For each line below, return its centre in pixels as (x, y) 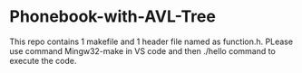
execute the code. (43, 60)
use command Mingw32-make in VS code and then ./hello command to (143, 50)
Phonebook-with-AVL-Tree (112, 17)
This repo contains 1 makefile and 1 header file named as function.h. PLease (151, 41)
